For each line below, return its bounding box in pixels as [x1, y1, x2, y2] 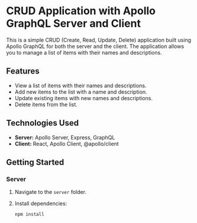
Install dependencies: [14, 200, 67, 207]
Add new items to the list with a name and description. [14, 88, 147, 95]
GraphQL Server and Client [6, 17, 141, 30]
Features [6, 66, 40, 77]
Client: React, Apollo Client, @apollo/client [14, 140, 120, 147]
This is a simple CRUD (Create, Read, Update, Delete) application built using [6, 36, 191, 43]
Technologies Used [6, 118, 79, 128]
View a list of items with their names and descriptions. [14, 82, 147, 89]
